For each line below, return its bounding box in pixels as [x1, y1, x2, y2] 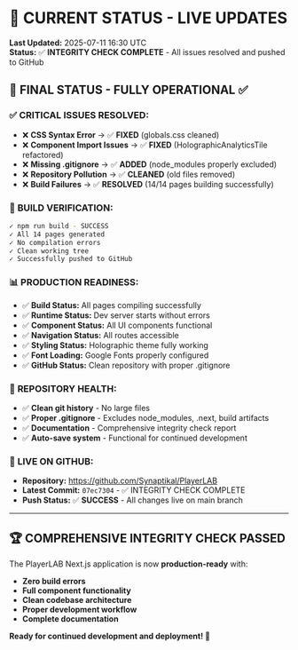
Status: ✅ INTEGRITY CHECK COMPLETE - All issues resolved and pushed [9, 46, 286, 57]
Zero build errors [21, 576, 86, 586]
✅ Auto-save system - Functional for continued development [21, 432, 248, 443]
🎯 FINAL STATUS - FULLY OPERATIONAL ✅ [9, 83, 248, 98]
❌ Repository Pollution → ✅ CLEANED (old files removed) [21, 169, 236, 179]
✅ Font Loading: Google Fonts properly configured [21, 350, 209, 361]
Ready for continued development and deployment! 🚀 [9, 630, 211, 641]
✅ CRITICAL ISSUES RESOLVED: [9, 109, 149, 122]
